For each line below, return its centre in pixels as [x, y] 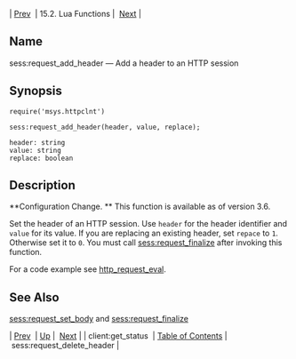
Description [42, 185]
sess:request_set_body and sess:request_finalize [99, 319]
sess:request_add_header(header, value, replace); [105, 127]
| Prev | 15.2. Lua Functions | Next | [76, 14]
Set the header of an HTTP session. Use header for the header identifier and [148, 224]
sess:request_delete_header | [65, 346]
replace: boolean [41, 158]
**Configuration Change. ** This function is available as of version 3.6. [140, 207]
